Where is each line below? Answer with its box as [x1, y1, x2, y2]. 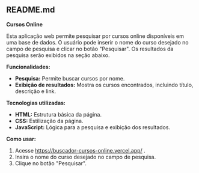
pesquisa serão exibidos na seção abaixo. [6, 51, 110, 59]
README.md [6, 5, 55, 15]
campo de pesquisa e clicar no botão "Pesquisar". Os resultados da [6, 45, 174, 52]
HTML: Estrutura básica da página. [14, 111, 102, 118]
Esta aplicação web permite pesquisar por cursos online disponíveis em [6, 32, 185, 40]
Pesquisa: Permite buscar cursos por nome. [14, 74, 125, 82]
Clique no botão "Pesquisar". [14, 159, 87, 167]
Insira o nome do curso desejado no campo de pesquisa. [14, 153, 156, 160]
